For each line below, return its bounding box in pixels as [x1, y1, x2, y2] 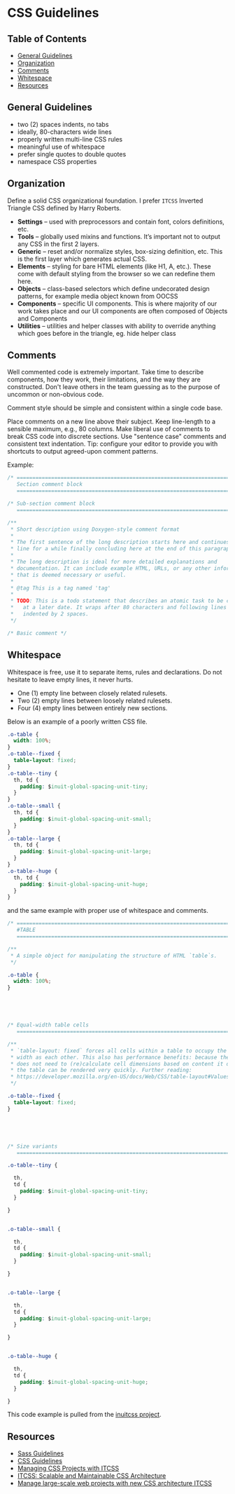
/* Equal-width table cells [7, 1021, 90, 1028]
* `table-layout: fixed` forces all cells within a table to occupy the [10, 1047, 227, 1054]
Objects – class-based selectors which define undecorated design [17, 284, 210, 292]
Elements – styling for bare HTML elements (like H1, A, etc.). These [17, 262, 211, 271]
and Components [17, 314, 68, 322]
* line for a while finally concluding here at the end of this [10, 545, 201, 552]
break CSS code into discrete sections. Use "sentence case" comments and [7, 433, 227, 441]
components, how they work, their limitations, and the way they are [7, 375, 201, 383]
